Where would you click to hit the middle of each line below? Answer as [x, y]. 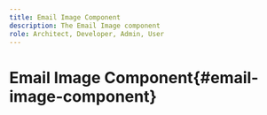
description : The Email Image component [85, 26]
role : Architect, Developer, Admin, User [87, 34]
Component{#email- [181, 77]
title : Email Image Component [65, 17]
